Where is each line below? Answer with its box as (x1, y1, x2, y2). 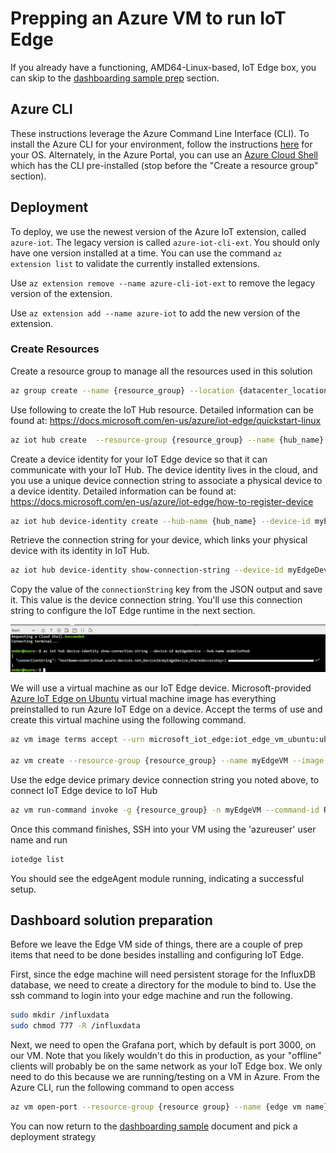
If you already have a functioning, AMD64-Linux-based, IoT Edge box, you (10, 61, 317, 73)
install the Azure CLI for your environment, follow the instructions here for (10, 138, 313, 150)
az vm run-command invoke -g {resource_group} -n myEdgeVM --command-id (10, 805, 320, 815)
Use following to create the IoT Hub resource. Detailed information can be (10, 403, 314, 416)
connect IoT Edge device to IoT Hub (10, 784, 158, 796)
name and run (10, 833, 68, 846)
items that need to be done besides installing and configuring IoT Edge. (10, 949, 304, 961)
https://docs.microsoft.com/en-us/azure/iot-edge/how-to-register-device (10, 495, 314, 507)
